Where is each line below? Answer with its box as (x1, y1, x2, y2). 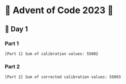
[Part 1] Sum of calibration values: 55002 (5, 51, 99, 56)
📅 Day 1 (5, 25, 28, 33)
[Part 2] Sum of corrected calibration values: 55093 (5, 74, 121, 80)
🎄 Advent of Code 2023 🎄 (5, 5, 114, 16)
